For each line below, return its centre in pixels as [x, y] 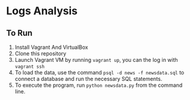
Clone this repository [41, 54]
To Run [19, 33]
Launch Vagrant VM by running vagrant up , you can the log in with [96, 60]
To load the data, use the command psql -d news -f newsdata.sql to [99, 72]
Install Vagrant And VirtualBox [51, 47]
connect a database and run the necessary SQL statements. [88, 79]
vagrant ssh [29, 67]
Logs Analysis [42, 11]
